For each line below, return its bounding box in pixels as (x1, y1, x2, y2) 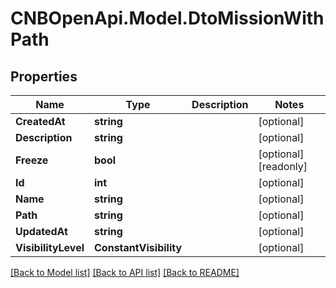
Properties (10, 68, 78, 85)
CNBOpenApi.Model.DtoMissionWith (10, 7, 325, 30)
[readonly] (258, 160, 308, 173)
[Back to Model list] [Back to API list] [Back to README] (10, 267, 240, 278)
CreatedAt (15, 115, 66, 128)
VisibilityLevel (15, 241, 85, 254)
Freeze (15, 153, 49, 167)
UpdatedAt (15, 225, 68, 238)
